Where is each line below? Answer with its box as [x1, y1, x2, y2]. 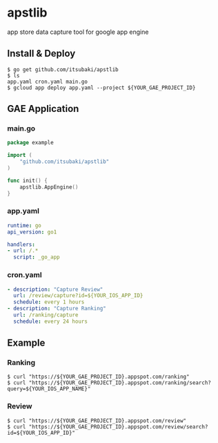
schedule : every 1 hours [13, 299, 85, 305]
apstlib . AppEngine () [19, 183, 79, 191]
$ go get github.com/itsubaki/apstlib [7, 66, 119, 73]
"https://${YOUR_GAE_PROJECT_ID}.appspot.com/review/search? [28, 423, 208, 430]
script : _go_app [13, 254, 60, 261]
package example [7, 140, 54, 147]
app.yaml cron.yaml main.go [7, 78, 88, 85]
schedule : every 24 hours [13, 318, 88, 325]
